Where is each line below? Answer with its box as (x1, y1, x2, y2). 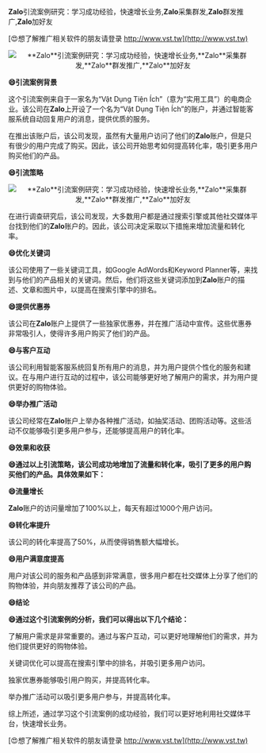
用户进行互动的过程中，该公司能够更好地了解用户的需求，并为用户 (35, 373, 251, 381)
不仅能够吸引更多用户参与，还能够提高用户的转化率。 (14, 426, 188, 435)
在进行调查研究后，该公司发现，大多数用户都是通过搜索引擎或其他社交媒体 (8, 211, 251, 221)
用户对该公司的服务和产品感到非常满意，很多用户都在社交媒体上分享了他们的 (8, 571, 258, 580)
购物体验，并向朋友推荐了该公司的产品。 (8, 581, 140, 590)
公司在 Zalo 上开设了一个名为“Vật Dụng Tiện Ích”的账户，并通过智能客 (28, 104, 254, 114)
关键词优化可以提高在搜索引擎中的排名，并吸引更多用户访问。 (8, 658, 210, 667)
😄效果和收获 (8, 443, 51, 452)
